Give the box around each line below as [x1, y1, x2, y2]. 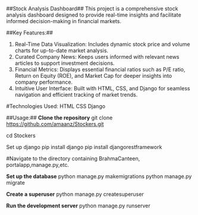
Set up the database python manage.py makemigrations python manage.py [6, 173, 192, 180]
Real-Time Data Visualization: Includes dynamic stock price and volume [14, 41, 190, 48]
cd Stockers [6, 132, 36, 139]
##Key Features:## [6, 29, 54, 36]
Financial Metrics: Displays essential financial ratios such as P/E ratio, [14, 66, 186, 73]
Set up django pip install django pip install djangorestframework [6, 144, 162, 150]
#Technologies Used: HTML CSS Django [6, 103, 106, 109]
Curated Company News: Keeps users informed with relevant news [14, 53, 180, 60]
